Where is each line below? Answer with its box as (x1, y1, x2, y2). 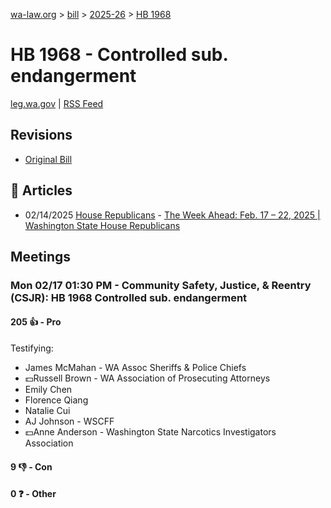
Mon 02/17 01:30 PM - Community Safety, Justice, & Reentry (10, 278, 312, 292)
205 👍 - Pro (10, 316, 62, 328)
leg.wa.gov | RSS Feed (10, 97, 104, 109)
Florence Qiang (24, 394, 89, 406)
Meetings (10, 248, 72, 265)
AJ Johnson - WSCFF (24, 415, 115, 428)
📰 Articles (10, 182, 73, 199)
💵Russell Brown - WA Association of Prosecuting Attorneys (24, 372, 271, 384)
